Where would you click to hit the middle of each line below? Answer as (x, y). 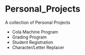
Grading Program (29, 37)
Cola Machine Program (35, 32)
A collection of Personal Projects (38, 22)
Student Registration (33, 42)
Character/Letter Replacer (38, 47)
